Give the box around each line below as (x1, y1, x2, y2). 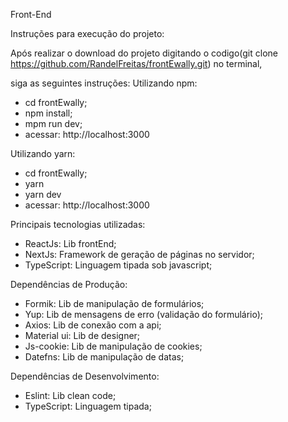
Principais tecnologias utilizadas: (10, 219, 146, 230)
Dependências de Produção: (10, 279, 128, 290)
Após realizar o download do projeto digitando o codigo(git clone (10, 47, 278, 59)
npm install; (24, 107, 73, 119)
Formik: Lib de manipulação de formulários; (24, 298, 205, 309)
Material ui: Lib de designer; (24, 330, 141, 341)
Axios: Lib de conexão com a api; (24, 319, 162, 331)
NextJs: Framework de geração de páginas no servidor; (24, 249, 255, 260)
